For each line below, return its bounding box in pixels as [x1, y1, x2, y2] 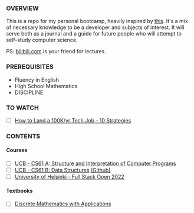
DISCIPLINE [14, 89, 44, 96]
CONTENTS [6, 132, 41, 140]
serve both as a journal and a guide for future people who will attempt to [6, 30, 182, 37]
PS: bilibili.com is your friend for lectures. [6, 48, 106, 55]
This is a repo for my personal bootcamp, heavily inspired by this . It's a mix [6, 18, 189, 25]
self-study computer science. [6, 37, 78, 44]
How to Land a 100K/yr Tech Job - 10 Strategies [14, 117, 131, 124]
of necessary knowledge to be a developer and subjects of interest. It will [6, 24, 185, 31]
